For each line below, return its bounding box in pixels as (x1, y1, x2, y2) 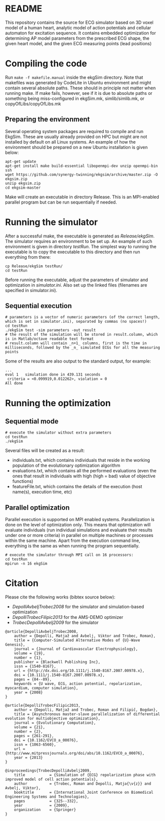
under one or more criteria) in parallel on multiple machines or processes (5, 532, 154, 538)
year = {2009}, (14, 803, 70, 808)
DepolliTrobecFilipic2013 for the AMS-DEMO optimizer (12, 614, 124, 620)
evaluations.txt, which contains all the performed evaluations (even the (12, 468, 157, 474)
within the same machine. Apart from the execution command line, (5, 537, 141, 544)
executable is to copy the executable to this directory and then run (5, 249, 140, 255)
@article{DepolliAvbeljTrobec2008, (5, 629, 79, 634)
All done (5, 381, 23, 386)
